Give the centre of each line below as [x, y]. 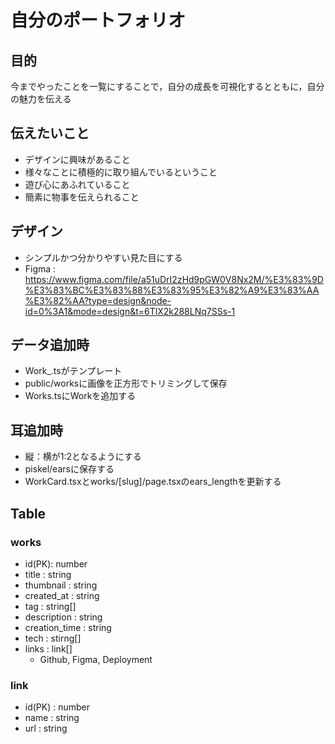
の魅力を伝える [41, 99]
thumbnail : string [61, 585]
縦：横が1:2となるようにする [83, 457]
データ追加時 [50, 345]
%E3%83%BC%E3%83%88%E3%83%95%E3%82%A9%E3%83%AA [172, 290]
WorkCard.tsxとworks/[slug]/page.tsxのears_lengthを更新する [153, 482]
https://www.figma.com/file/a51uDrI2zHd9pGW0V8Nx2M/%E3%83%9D [174, 279]
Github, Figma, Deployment [96, 659]
